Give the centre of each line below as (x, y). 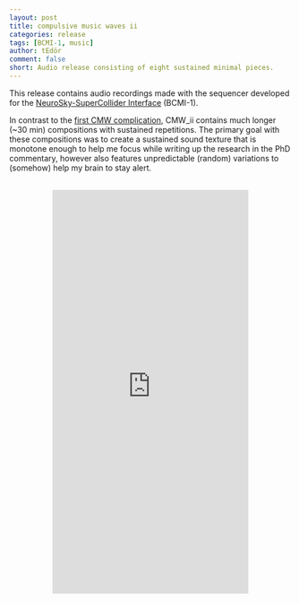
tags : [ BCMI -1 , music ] (51, 43)
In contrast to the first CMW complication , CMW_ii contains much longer (143, 120)
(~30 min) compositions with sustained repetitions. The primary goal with (145, 129)
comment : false (38, 59)
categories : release (48, 34)
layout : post (34, 17)
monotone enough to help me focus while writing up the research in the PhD (150, 148)
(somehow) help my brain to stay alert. (81, 168)
